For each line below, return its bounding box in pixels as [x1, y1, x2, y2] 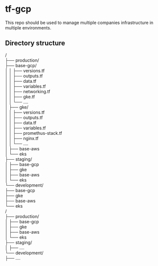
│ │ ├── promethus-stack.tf [5, 130, 62, 136]
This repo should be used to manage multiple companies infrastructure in [5, 20, 154, 25]
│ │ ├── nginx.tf [5, 135, 39, 141]
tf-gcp [5, 3, 31, 15]
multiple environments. [5, 24, 52, 30]
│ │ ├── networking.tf [5, 88, 51, 94]
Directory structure [5, 39, 65, 48]
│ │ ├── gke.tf [5, 94, 35, 99]
